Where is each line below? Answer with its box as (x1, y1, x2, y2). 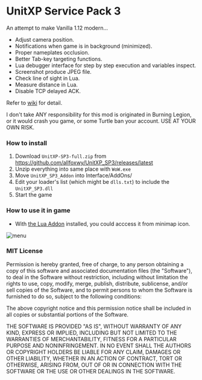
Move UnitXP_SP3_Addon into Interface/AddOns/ (14, 172, 133, 179)
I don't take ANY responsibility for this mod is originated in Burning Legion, (6, 111, 192, 118)
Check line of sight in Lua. (14, 74, 80, 82)
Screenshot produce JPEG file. (14, 68, 92, 75)
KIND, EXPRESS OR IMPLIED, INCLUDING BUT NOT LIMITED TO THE (6, 329, 177, 336)
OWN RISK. (6, 123, 35, 131)
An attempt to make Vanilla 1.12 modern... (6, 24, 109, 31)
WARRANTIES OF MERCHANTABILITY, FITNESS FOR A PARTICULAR (6, 335, 177, 342)
